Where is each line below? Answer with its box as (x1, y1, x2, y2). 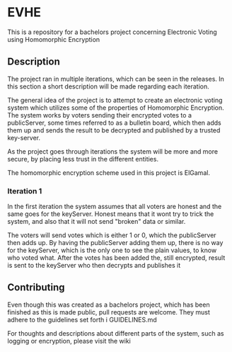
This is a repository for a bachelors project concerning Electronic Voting (7, 28, 217, 36)
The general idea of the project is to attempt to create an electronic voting (7, 96, 223, 104)
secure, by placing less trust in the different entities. (7, 154, 159, 163)
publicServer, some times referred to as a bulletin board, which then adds (7, 118, 221, 127)
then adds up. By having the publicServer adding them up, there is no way (7, 239, 224, 247)
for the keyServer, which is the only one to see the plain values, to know (7, 246, 217, 255)
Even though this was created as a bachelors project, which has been (7, 300, 210, 309)
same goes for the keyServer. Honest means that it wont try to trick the (7, 210, 214, 218)
